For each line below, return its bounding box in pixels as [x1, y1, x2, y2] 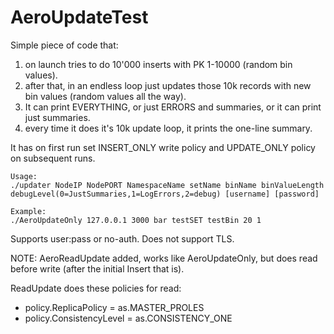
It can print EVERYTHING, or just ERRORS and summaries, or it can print [24, 101, 322, 113]
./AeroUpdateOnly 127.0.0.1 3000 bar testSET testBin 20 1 [10, 215, 262, 225]
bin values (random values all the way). [24, 90, 187, 102]
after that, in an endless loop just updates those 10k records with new [24, 79, 312, 91]
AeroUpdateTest [10, 6, 149, 29]
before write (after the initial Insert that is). [10, 262, 185, 275]
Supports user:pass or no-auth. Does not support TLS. [10, 232, 235, 245]
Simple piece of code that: [10, 39, 119, 51]
